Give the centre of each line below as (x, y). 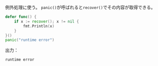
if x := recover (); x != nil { (47, 21)
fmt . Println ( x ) (39, 26)
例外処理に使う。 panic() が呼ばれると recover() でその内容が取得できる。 (80, 7)
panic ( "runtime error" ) (30, 40)
